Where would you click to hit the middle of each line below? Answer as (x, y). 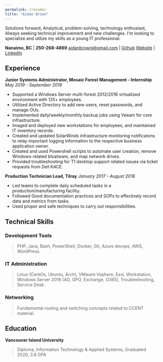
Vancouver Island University (35, 340)
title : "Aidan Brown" (27, 14)
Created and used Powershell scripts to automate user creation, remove (84, 151)
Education (21, 328)
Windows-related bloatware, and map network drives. (66, 157)
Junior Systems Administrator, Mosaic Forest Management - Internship (79, 80)
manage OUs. (26, 110)
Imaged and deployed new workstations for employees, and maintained (84, 126)
